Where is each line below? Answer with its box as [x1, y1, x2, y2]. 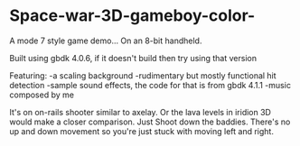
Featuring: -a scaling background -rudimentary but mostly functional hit [9, 69, 277, 81]
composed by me [9, 89, 75, 100]
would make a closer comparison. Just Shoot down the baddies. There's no [9, 116, 291, 127]
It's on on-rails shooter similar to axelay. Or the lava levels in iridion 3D [9, 106, 271, 117]
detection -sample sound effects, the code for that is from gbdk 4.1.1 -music [9, 79, 292, 90]
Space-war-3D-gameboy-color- [9, 5, 256, 26]
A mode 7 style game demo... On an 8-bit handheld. [9, 35, 202, 46]
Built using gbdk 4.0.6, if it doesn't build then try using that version [9, 52, 258, 63]
